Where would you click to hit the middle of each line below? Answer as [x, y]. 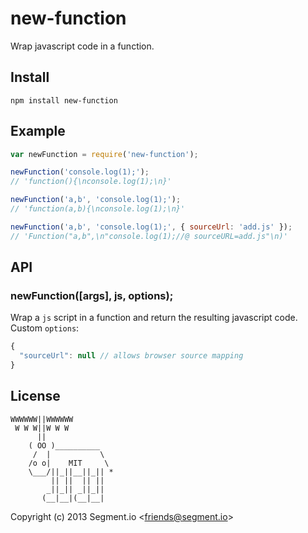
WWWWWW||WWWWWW [42, 419]
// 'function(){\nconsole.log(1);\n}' [91, 182]
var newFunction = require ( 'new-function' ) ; [104, 154]
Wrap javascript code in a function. [82, 46]
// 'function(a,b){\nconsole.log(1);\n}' [98, 209]
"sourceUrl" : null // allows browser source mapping [131, 356]
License [35, 396]
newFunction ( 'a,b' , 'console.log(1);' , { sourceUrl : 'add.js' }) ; [151, 227]
